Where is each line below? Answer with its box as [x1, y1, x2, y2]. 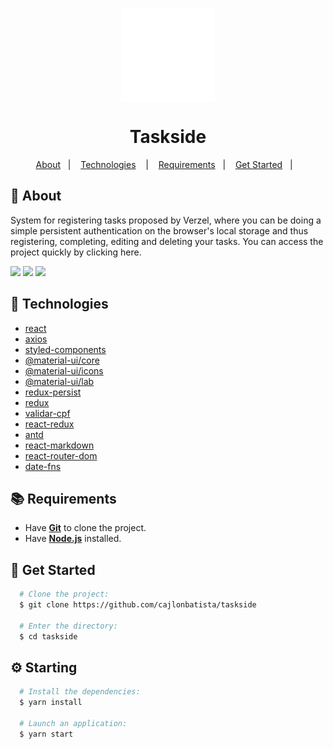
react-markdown [24, 439, 95, 451]
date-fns [24, 460, 62, 472]
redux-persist [24, 386, 82, 398]
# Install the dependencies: [19, 687, 141, 697]
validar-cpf [24, 407, 71, 419]
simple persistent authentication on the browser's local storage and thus [10, 224, 309, 237]
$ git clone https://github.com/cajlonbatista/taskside [19, 600, 257, 610]
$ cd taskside [19, 631, 78, 642]
